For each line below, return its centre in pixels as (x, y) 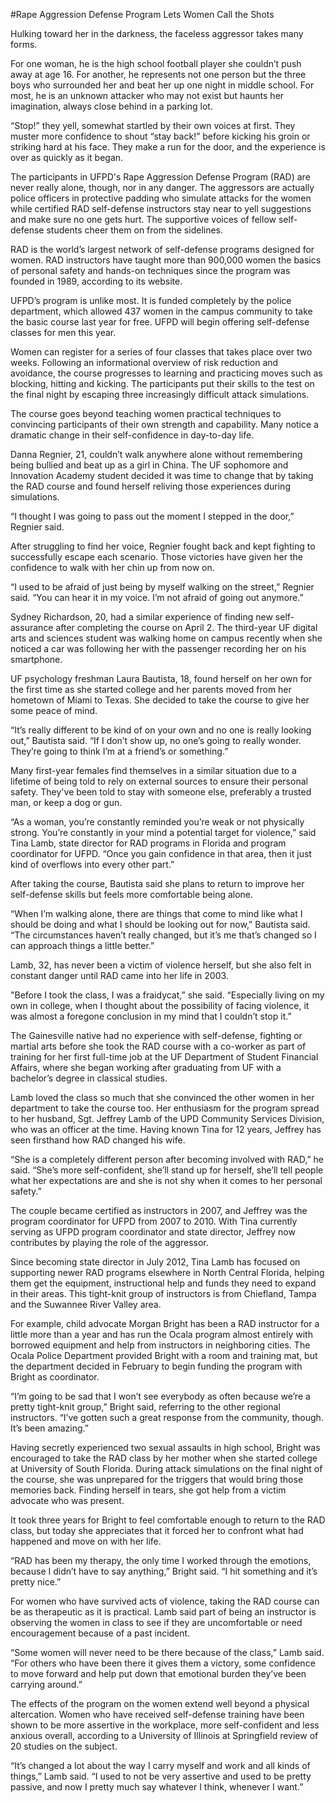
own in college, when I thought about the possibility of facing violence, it (160, 1005)
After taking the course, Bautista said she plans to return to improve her (157, 883)
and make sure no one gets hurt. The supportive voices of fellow (143, 219)
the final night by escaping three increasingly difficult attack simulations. (160, 394)
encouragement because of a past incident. (100, 1633)
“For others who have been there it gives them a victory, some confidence (163, 1663)
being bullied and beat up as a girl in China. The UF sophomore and (149, 465)
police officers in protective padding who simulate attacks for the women (161, 198)
